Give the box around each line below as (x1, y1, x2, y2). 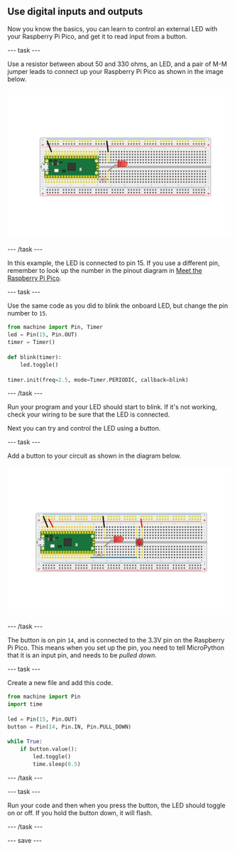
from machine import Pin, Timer (7, 323, 103, 331)
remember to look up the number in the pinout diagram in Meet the (7, 267, 202, 275)
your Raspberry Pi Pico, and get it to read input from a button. (7, 32, 188, 41)
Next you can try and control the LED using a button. (7, 424, 161, 433)
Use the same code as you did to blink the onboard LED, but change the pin (7, 301, 228, 310)
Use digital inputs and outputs (7, 6, 143, 18)
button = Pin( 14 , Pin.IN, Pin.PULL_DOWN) (7, 723, 132, 731)
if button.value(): (20, 746, 78, 753)
